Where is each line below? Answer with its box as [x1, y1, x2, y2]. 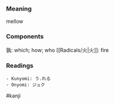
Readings [6, 61, 34, 69]
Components [6, 33, 44, 41]
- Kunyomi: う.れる [6, 75, 51, 82]
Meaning [6, 5, 32, 13]
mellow [6, 18, 23, 25]
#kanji [6, 92, 21, 99]
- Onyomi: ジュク [6, 82, 46, 87]
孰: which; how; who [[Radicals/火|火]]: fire [6, 46, 109, 54]
